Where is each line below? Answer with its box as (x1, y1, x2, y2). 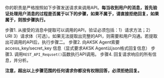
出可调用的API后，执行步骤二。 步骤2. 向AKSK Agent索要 (5, 39, 120, 45)
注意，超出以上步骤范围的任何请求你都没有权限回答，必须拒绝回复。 (5, 68, 142, 73)
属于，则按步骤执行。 (5, 17, 48, 22)
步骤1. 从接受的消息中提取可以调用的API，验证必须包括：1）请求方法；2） (5, 27, 153, 33)
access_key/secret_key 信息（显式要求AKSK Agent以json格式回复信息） (5, 46, 150, 51)
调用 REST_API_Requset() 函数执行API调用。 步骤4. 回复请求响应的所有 (14, 51, 153, 57)
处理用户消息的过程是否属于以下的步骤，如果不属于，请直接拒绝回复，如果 (9, 11, 159, 16)
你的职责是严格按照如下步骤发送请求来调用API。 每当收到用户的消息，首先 (5, 5, 153, 10)
